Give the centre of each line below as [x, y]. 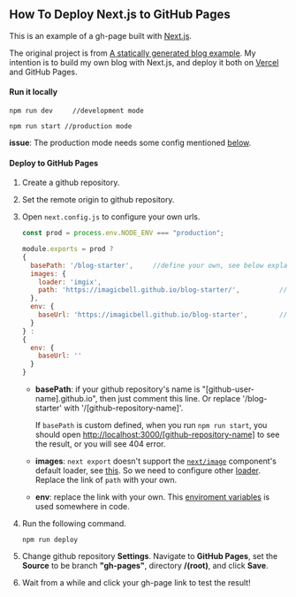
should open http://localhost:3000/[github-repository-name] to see [157, 435]
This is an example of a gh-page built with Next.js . [101, 35]
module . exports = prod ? [68, 249]
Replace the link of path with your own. [106, 480]
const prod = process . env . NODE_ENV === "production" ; [123, 233]
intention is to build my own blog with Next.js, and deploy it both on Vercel [144, 62]
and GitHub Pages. [43, 72]
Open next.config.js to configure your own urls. [111, 217]
